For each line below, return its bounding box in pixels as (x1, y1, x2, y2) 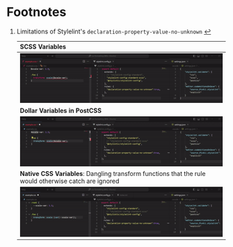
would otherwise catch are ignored (19, 177, 120, 185)
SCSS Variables (19, 42, 67, 51)
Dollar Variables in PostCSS (19, 106, 102, 115)
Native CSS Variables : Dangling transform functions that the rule (19, 169, 206, 177)
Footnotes (6, 4, 67, 20)
